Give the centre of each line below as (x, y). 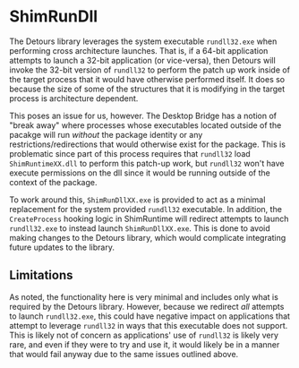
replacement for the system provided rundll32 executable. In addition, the (145, 209)
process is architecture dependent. (74, 98)
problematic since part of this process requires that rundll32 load (130, 153)
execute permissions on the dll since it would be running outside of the (140, 173)
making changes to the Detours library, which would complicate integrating (148, 237)
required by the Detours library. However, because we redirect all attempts (147, 306)
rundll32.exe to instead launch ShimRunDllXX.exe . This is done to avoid (140, 228)
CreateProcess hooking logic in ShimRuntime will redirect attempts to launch (149, 218)
